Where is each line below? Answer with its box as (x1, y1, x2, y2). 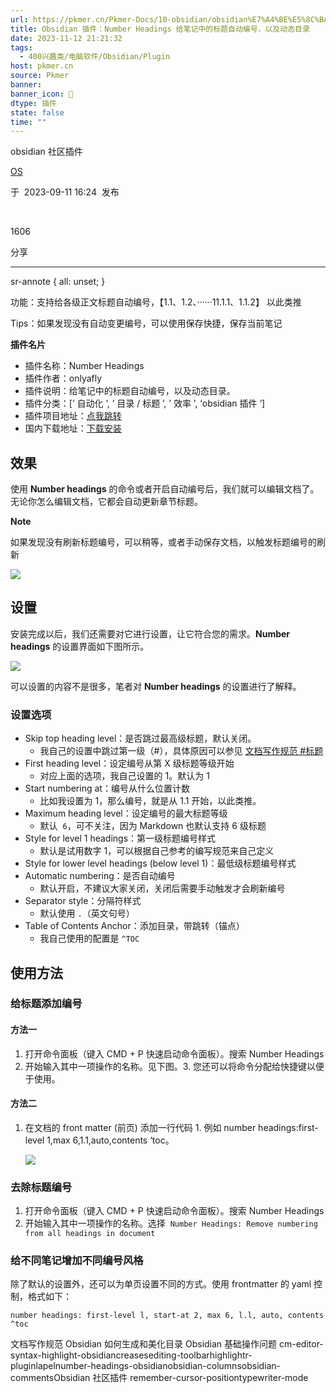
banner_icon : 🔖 (10, 89, 74, 99)
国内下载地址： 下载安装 (24, 422, 122, 435)
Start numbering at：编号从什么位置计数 (24, 782, 190, 795)
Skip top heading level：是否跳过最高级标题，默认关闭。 (24, 732, 257, 745)
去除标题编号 (10, 1180, 73, 1194)
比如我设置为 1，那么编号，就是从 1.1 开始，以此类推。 (39, 795, 262, 807)
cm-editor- (278, 1338, 324, 1350)
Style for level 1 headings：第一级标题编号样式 (24, 832, 217, 845)
